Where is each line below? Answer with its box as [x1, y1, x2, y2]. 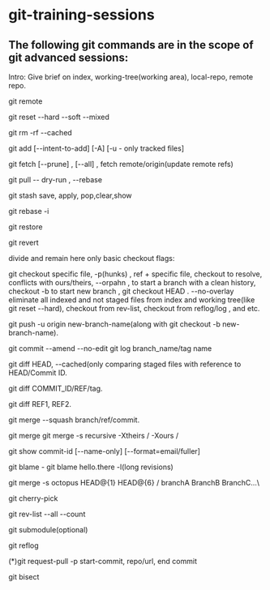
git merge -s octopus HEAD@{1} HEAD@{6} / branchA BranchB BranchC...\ [8, 478, 260, 487]
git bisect [8, 572, 40, 581]
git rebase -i [8, 207, 49, 216]
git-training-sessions [8, 6, 156, 24]
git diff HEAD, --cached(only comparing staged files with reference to [8, 359, 242, 369]
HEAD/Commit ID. [8, 368, 67, 378]
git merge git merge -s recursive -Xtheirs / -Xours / [8, 431, 179, 440]
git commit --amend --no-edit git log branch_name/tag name [8, 344, 212, 353]
